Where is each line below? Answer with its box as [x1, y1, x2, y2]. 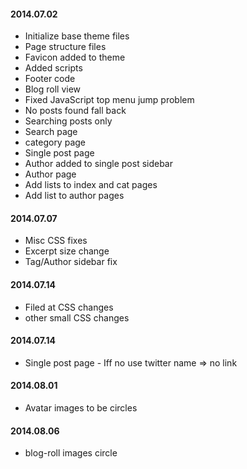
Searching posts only [24, 115, 113, 127]
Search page [24, 126, 78, 138]
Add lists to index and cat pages [24, 179, 158, 191]
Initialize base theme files [24, 30, 130, 42]
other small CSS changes [24, 311, 130, 324]
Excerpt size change [24, 245, 110, 257]
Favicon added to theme [24, 51, 126, 64]
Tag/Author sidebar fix [24, 256, 118, 268]
